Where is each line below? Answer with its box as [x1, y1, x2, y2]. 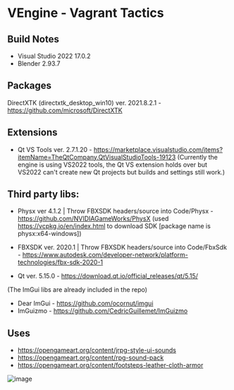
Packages [7, 80, 51, 92]
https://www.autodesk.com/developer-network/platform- [22, 251, 188, 259]
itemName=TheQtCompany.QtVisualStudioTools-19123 [17, 153, 176, 161]
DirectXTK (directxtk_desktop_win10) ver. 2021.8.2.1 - [7, 98, 161, 107]
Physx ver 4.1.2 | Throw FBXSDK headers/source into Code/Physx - [17, 207, 214, 215]
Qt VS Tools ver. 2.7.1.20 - [17, 145, 93, 153]
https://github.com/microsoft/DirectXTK [7, 106, 123, 114]
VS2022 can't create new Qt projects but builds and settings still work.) [17, 167, 226, 176]
